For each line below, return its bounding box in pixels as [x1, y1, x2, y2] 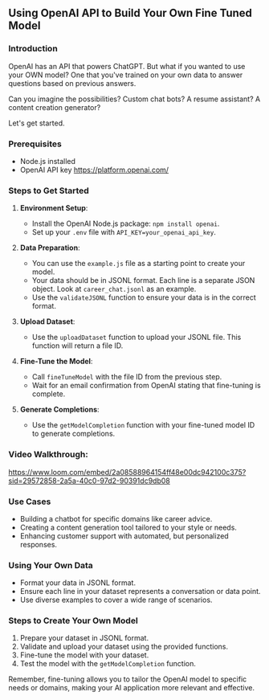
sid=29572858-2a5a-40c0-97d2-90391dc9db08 [8, 476, 170, 485]
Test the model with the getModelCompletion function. [19, 659, 197, 669]
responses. [19, 539, 58, 549]
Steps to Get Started [8, 185, 90, 196]
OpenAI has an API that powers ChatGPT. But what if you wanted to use [8, 61, 246, 71]
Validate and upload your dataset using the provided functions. [19, 642, 229, 652]
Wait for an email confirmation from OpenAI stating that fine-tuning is [31, 381, 261, 391]
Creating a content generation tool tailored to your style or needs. [19, 522, 237, 532]
